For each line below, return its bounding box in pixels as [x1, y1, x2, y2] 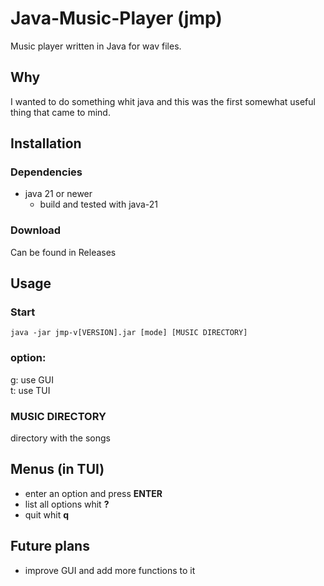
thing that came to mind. [10, 106, 111, 118]
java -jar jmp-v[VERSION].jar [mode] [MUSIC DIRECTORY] [10, 328, 248, 338]
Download [10, 223, 62, 237]
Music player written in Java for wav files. [10, 40, 182, 52]
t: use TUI [10, 384, 51, 396]
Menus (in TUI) [10, 461, 105, 478]
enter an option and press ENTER [24, 487, 163, 499]
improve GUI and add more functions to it [24, 564, 196, 576]
